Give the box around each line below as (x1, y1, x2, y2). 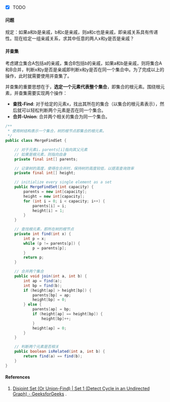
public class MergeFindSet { (5, 138, 67, 143)
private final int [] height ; (14, 170, 76, 176)
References (5, 374, 30, 380)
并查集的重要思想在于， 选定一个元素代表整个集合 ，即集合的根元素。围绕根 (5, 84, 160, 90)
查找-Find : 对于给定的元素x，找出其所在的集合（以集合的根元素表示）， (12, 101, 160, 107)
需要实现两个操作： (27, 90, 67, 96)
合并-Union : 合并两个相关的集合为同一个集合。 (12, 114, 110, 120)
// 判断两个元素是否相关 (14, 344, 59, 350)
